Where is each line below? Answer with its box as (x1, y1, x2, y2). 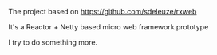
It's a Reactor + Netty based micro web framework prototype (8, 22, 209, 31)
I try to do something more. (8, 37, 98, 47)
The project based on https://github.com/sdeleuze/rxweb (8, 7, 197, 16)
